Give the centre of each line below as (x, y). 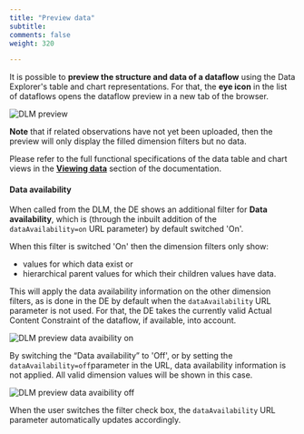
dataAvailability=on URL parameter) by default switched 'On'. (127, 229)
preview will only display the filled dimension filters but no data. (128, 141)
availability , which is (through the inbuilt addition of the (113, 219)
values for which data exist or (78, 264)
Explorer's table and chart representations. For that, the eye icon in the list (148, 86)
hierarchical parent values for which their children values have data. (149, 274)
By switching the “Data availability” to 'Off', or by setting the (121, 356)
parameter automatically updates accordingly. (95, 420)
